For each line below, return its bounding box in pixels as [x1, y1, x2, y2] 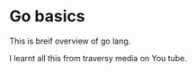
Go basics [9, 6, 85, 27]
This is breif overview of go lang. [9, 36, 131, 46]
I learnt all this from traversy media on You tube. [9, 52, 187, 63]
